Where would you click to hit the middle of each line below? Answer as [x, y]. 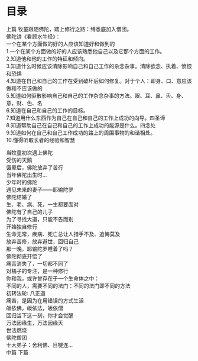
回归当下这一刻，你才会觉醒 [40, 315]
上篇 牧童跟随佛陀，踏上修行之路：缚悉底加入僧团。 [69, 29]
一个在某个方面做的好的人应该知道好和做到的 [61, 44]
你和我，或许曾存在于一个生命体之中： [53, 278]
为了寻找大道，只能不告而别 [40, 219]
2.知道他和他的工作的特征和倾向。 [47, 59]
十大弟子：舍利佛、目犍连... [40, 345]
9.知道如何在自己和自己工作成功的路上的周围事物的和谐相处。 [81, 133]
